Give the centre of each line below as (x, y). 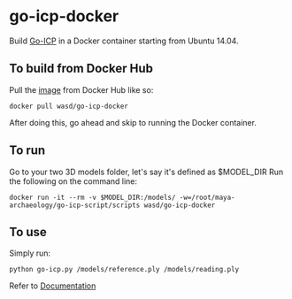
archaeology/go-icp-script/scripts (75, 205)
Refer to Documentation (53, 286)
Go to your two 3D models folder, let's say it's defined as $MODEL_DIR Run (146, 172)
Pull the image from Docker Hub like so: (81, 89)
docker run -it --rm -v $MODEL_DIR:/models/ (92, 197)
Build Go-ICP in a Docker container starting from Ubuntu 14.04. (124, 41)
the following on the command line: (73, 181)
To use (28, 232)
